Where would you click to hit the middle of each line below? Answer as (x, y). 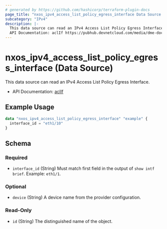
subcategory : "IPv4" (27, 19)
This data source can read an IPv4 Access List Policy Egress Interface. (78, 82)
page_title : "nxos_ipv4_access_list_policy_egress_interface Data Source (83, 14)
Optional (16, 186)
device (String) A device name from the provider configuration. (77, 198)
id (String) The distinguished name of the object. (62, 221)
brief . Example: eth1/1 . (37, 174)
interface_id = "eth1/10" (37, 123)
